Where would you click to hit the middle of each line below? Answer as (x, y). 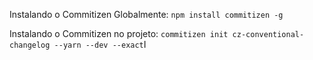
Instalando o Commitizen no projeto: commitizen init (119, 33)
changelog (30, 45)
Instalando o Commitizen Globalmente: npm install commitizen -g (146, 14)
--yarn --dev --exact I (100, 44)
